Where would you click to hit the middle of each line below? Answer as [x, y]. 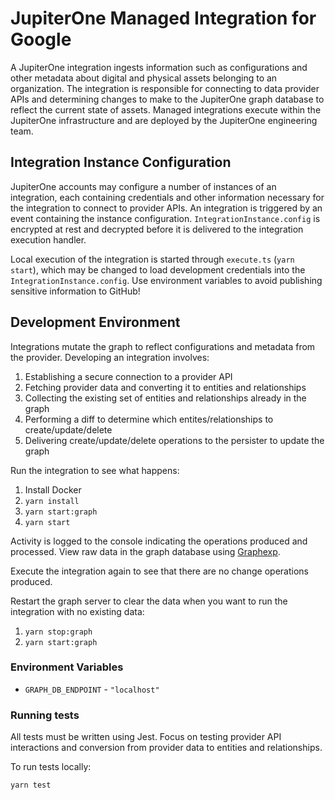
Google [41, 39]
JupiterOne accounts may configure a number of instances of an [143, 186]
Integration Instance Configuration [121, 162]
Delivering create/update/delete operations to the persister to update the [174, 440]
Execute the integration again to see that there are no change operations [159, 571]
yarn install [52, 501]
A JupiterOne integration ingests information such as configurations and [159, 67]
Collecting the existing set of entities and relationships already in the [165, 398]
